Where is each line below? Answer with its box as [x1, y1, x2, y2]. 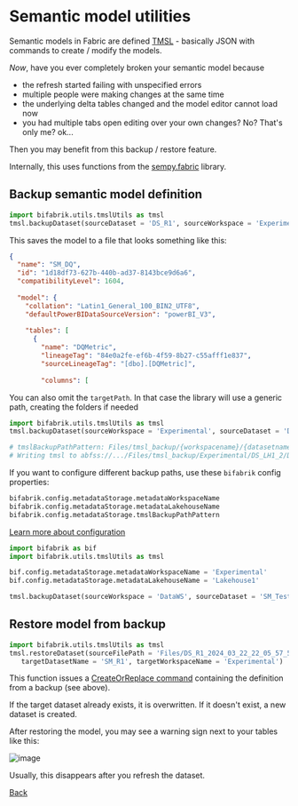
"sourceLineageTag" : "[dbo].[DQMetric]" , [41, 359, 197, 368]
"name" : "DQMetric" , [41, 343, 117, 352]
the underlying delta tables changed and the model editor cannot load [21, 98, 278, 108]
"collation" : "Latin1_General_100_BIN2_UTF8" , [25, 301, 200, 310]
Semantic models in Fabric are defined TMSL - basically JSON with [9, 36, 255, 46]
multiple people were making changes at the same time [21, 89, 224, 100]
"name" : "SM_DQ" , [17, 260, 82, 269]
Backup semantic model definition [9, 187, 202, 202]
